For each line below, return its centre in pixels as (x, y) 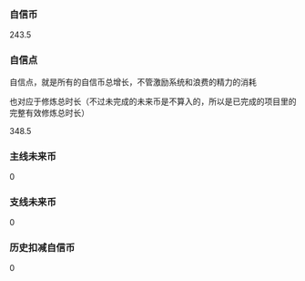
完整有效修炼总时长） (49, 112)
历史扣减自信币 (42, 248)
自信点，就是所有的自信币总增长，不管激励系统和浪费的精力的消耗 (133, 82)
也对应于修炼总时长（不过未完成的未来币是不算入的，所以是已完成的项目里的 (153, 101)
